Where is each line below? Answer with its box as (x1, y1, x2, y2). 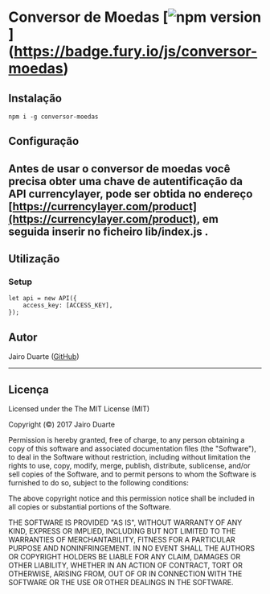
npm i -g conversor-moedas (8, 113, 99, 121)
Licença (8, 382, 50, 396)
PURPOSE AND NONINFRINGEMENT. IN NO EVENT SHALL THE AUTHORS (8, 543, 256, 553)
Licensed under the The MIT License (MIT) (8, 404, 150, 414)
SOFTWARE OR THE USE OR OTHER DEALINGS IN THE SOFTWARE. (8, 578, 234, 588)
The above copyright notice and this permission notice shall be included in (8, 493, 255, 503)
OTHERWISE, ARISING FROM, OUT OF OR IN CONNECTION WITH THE (8, 569, 243, 579)
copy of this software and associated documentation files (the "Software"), (8, 443, 257, 454)
